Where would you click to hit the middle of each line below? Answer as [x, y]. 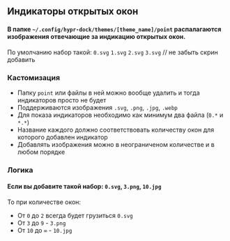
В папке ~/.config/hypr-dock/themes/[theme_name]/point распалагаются [114, 29]
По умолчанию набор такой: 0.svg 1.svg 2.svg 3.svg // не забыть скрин [113, 52]
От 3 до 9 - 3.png [41, 223]
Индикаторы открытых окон [73, 11]
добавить [21, 59]
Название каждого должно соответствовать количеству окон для [116, 130]
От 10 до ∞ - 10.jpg [45, 231]
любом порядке [41, 152]
